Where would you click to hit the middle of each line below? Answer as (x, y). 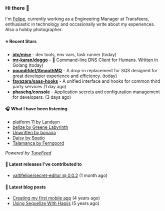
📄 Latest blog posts (25, 187)
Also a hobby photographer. (34, 30)
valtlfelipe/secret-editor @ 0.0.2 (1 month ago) (60, 175)
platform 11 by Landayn (36, 122)
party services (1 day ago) (39, 86)
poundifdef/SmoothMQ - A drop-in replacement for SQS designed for (85, 70)
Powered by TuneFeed (28, 153)
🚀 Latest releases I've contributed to (43, 164)
